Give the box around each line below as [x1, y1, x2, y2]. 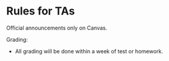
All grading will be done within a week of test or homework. [15, 47, 164, 55]
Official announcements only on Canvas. [6, 24, 108, 31]
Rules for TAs [6, 4, 75, 18]
